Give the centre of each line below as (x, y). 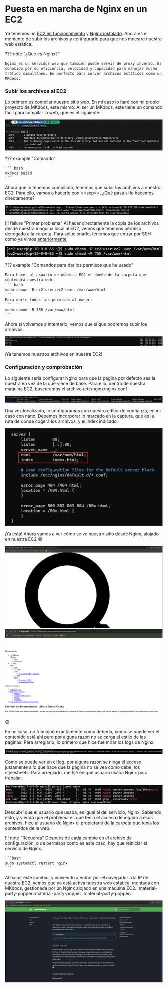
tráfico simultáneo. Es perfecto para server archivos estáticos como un (84, 73)
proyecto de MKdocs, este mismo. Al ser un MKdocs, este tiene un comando (84, 107)
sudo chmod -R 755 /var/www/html (40, 310)
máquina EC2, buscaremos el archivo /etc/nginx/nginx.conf (66, 389)
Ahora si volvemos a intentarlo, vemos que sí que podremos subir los (76, 324)
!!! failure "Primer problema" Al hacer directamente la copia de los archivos (82, 223)
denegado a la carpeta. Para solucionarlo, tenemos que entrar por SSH (78, 234)
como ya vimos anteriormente (36, 239)
